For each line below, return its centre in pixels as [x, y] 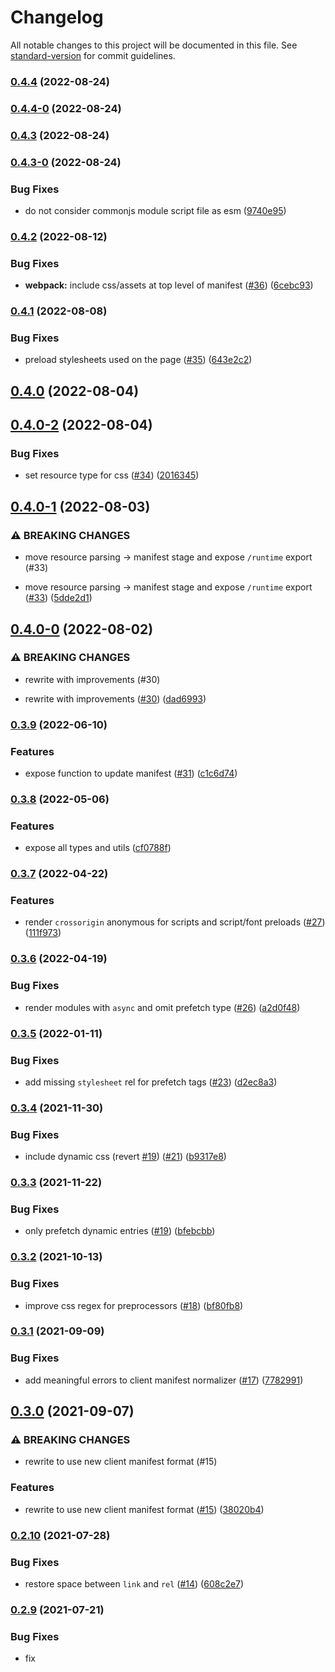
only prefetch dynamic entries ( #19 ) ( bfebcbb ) [120, 1231]
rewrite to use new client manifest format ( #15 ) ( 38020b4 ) [144, 1509]
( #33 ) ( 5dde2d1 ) [58, 598]
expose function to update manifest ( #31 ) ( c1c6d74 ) [131, 773]
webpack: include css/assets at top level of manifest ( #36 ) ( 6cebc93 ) [169, 285]
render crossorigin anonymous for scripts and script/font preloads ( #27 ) [175, 922]
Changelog [57, 17]
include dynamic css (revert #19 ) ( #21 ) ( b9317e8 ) [125, 1157]
